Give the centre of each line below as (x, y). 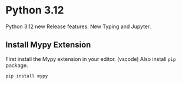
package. (17, 65)
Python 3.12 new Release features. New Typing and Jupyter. (78, 26)
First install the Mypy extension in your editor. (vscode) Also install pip (91, 59)
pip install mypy (27, 76)
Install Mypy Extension (48, 45)
